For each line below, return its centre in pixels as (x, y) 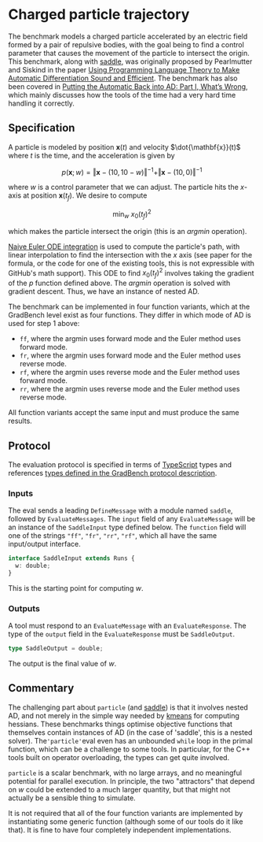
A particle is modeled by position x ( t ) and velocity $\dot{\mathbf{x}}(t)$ (124, 147)
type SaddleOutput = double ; (56, 649)
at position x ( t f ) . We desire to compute (85, 197)
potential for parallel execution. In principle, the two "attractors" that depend (131, 781)
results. (20, 421)
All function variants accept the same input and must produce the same (124, 413)
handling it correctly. (41, 103)
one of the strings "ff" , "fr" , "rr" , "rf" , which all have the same (113, 536)
